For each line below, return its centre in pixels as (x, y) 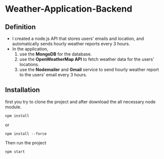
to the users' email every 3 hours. (53, 75)
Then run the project (26, 142)
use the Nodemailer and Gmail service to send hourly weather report (89, 70)
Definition (20, 27)
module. (13, 107)
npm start (15, 152)
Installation (22, 90)
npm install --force (26, 134)
